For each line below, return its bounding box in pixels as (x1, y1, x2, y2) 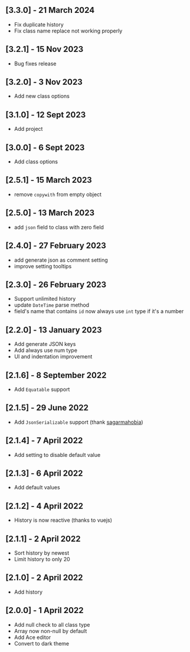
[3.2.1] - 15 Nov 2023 (5, 44, 84, 54)
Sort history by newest (14, 549, 69, 556)
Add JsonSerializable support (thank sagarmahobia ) (14, 419, 143, 426)
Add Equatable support (14, 386, 70, 393)
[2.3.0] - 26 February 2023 (5, 279, 107, 289)
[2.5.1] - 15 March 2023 (5, 175, 92, 185)
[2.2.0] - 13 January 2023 (5, 325, 102, 335)
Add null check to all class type (14, 621, 90, 628)
